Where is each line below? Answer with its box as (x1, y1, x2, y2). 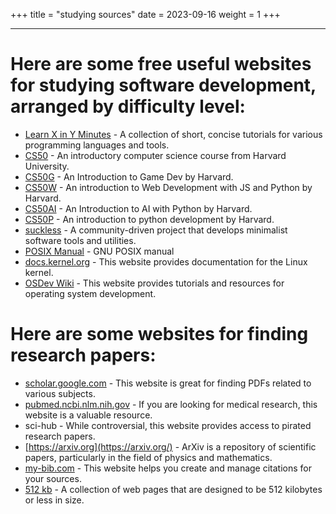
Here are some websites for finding (10, 323, 309, 346)
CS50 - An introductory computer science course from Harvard (24, 149, 287, 161)
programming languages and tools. (24, 139, 170, 151)
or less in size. (24, 494, 85, 506)
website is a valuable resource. (24, 409, 153, 421)
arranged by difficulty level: (10, 95, 246, 118)
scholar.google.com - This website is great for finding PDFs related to (24, 377, 312, 389)
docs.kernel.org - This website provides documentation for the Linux (24, 255, 308, 268)
